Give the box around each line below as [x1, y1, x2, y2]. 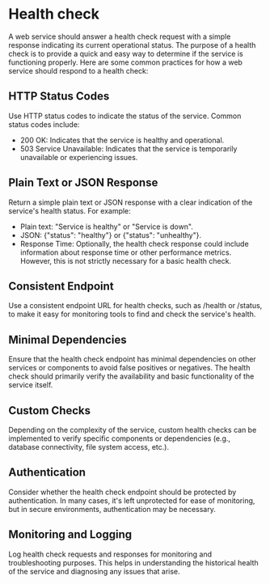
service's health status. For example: [8, 205, 131, 215]
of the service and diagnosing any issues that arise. [8, 566, 180, 576]
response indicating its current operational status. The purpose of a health [8, 40, 256, 49]
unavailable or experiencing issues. [19, 152, 138, 162]
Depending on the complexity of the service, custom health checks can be [8, 425, 257, 434]
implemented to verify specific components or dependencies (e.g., [8, 434, 231, 443]
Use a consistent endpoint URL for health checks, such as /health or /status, [8, 301, 263, 311]
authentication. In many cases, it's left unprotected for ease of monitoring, [8, 495, 255, 506]
